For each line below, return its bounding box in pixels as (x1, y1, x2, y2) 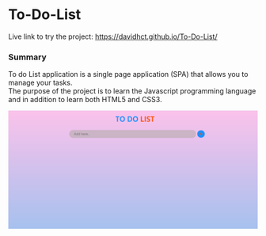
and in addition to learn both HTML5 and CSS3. (8, 95, 162, 105)
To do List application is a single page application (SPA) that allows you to (8, 70, 249, 79)
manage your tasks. (8, 78, 73, 88)
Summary (8, 51, 47, 63)
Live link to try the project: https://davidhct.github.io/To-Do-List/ (8, 32, 218, 41)
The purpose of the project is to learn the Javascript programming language (8, 86, 256, 96)
